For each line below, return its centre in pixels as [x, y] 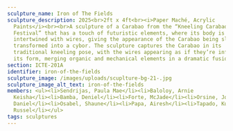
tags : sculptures [32, 116]
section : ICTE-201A [35, 65]
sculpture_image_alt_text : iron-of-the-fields [76, 85]
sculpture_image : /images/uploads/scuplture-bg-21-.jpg [89, 78]
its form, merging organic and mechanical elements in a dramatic [111, 59]
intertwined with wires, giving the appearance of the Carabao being [116, 40]
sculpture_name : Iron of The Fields [60, 14]
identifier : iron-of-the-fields [54, 71]
